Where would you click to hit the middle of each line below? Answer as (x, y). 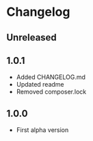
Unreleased (32, 37)
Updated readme (40, 85)
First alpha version (42, 130)
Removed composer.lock (51, 92)
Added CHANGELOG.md (51, 77)
